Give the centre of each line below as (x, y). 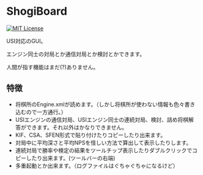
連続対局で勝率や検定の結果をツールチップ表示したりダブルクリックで (104, 150)
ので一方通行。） (46, 112)
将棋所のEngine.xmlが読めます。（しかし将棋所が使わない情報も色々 (100, 104)
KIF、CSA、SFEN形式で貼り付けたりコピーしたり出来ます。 (90, 135)
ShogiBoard (37, 11)
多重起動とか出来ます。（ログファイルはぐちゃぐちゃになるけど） (97, 165)
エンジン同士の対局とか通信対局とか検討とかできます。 (76, 54)
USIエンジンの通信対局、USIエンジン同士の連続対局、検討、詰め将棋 (102, 119)
